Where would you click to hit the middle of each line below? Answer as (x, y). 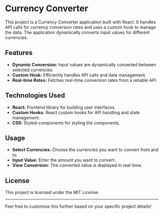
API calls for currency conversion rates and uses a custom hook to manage (81, 27)
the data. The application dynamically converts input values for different (77, 32)
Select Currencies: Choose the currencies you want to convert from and (85, 150)
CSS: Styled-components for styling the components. (66, 123)
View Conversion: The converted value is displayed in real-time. (77, 165)
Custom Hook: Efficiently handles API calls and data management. (79, 75)
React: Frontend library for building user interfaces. (64, 107)
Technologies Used (35, 96)
